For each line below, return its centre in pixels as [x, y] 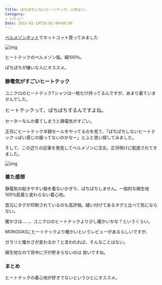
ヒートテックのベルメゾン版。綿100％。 [45, 57]
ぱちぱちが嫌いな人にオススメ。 [37, 68]
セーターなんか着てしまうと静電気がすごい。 [50, 121]
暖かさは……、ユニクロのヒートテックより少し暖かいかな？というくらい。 [79, 221]
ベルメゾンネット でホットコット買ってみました [52, 37]
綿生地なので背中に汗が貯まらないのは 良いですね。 [57, 252]
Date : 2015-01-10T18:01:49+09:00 [39, 23]
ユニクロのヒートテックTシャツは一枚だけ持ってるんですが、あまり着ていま [81, 93]
